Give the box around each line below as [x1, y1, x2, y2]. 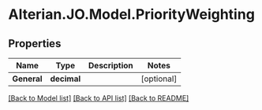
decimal [50, 73, 81, 84]
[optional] [140, 73, 178, 84]
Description [88, 60, 133, 71]
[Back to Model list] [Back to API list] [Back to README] [8, 93, 189, 103]
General [12, 73, 43, 84]
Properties [8, 37, 62, 50]
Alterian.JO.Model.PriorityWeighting [8, 5, 255, 24]
